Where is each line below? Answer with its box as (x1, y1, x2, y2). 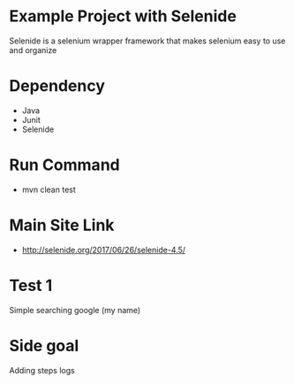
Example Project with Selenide (9, 6, 237, 27)
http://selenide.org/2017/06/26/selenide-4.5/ (21, 244, 186, 255)
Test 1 (9, 275, 53, 296)
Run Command (9, 155, 121, 175)
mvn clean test (21, 184, 77, 195)
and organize (9, 44, 57, 55)
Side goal (9, 335, 79, 356)
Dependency (9, 76, 106, 96)
